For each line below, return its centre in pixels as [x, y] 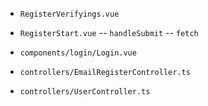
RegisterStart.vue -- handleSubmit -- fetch [109, 32]
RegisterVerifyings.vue [69, 14]
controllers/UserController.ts [85, 92]
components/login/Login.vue [78, 53]
